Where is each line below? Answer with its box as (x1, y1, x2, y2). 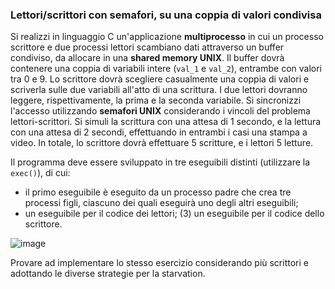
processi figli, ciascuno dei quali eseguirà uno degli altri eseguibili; (24, 197, 299, 209)
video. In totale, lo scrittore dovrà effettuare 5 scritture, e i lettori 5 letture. (10, 137, 314, 149)
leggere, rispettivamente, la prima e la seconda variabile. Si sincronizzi (10, 94, 302, 107)
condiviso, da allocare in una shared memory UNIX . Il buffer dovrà (10, 52, 285, 64)
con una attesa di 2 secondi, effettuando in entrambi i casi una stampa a (10, 126, 308, 138)
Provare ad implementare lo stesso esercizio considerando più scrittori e (10, 257, 309, 269)
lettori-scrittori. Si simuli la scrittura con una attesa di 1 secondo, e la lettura (10, 116, 322, 128)
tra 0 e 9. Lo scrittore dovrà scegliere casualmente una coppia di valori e (10, 73, 310, 85)
